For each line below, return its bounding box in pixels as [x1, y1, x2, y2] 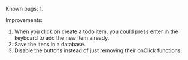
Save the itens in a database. [14, 41, 86, 48]
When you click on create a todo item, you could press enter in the [14, 28, 179, 35]
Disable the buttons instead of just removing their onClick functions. [14, 47, 183, 54]
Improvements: [5, 17, 43, 23]
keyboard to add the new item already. [14, 34, 110, 41]
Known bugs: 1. [5, 5, 44, 12]
